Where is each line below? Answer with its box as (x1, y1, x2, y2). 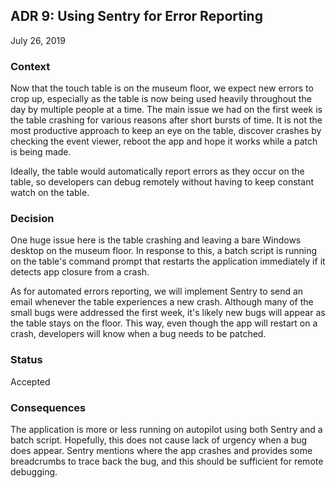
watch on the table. (10, 187, 90, 199)
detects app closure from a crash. (10, 266, 150, 278)
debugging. (10, 466, 58, 478)
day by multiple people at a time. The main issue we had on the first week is (10, 104, 323, 116)
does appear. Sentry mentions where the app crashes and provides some (10, 445, 313, 456)
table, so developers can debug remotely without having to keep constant (10, 176, 314, 188)
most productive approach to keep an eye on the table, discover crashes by (10, 125, 322, 137)
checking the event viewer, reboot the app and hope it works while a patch (10, 135, 318, 148)
